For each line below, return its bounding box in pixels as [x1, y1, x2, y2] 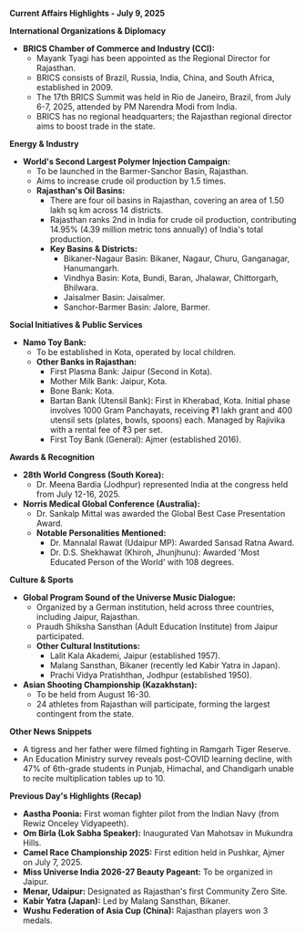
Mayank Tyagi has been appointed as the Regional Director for [36, 53, 271, 63]
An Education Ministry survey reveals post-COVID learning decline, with [22, 753, 293, 764]
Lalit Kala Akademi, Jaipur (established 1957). [49, 650, 221, 661]
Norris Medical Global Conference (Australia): [22, 498, 200, 509]
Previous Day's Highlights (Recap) [9, 791, 142, 802]
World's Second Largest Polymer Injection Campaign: [22, 156, 230, 167]
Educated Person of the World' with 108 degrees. [49, 557, 235, 567]
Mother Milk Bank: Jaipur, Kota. [49, 376, 168, 386]
